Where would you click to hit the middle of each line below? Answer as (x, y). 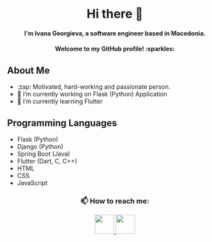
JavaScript (32, 183)
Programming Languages (62, 123)
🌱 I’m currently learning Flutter (60, 101)
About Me (28, 70)
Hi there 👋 (115, 14)
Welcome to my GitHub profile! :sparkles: (115, 49)
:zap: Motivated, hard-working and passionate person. (94, 87)
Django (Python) (40, 147)
